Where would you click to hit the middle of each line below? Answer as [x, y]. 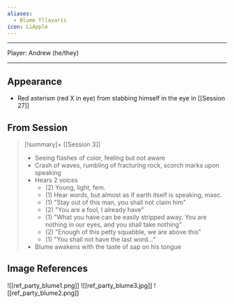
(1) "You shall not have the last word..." [100, 239]
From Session [38, 127]
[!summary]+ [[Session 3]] [62, 144]
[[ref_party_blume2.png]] [43, 293]
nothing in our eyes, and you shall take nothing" [114, 225]
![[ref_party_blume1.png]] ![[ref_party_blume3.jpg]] [80, 285]
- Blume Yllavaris [40, 20]
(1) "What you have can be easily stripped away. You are [126, 217]
